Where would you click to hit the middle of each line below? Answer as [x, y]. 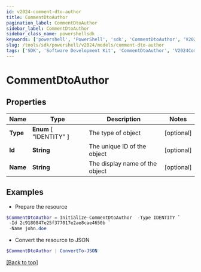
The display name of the [123, 163]
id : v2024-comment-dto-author [44, 12]
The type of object [115, 133]
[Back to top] [22, 262]
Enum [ [42, 129]
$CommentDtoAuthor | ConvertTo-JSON [52, 251]
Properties [26, 102]
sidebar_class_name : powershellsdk [51, 34]
